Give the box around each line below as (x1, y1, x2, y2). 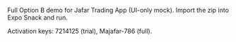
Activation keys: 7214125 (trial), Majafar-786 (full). (7, 27, 153, 35)
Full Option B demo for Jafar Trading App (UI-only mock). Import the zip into (7, 6, 230, 14)
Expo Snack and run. (7, 13, 69, 22)
